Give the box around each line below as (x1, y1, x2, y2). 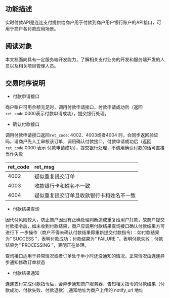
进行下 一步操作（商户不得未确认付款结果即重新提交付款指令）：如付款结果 (5, 229, 159, 236)
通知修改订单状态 (9, 259, 46, 266)
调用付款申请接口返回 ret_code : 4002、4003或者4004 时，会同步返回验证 (5, 132, 158, 138)
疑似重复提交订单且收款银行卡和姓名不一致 (34, 192, 136, 199)
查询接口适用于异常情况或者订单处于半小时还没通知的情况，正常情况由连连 (5, 253, 160, 259)
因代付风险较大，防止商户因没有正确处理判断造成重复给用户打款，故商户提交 (5, 217, 165, 223)
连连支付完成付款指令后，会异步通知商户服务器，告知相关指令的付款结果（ (5, 281, 160, 287)
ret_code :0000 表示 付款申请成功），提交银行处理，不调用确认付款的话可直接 (5, 145, 165, 151)
